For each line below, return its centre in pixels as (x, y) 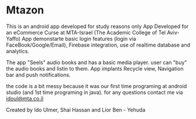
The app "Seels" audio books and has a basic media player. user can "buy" (97, 62)
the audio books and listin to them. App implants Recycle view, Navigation (95, 68)
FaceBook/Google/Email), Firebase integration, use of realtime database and (98, 45)
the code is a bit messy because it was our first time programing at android (97, 86)
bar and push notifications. (39, 75)
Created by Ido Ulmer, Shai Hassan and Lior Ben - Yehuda (76, 110)
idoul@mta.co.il (25, 98)
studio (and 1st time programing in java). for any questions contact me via (94, 92)
